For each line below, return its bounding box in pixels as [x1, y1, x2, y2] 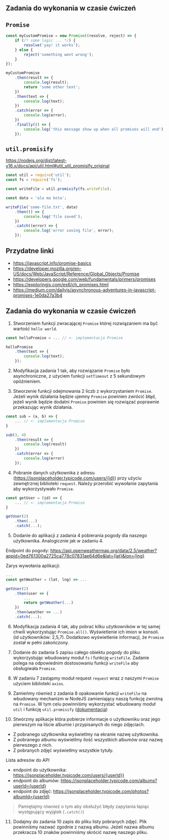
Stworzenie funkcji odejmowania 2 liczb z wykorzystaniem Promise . [13, 388, 153, 394]
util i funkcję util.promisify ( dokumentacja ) [13, 706, 108, 712]
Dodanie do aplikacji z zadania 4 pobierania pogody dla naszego [13, 532, 147, 538]
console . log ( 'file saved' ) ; [24, 214, 82, 219]
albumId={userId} [13, 794, 50, 800]
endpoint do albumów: [13, 777, 60, 784]
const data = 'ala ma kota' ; [6, 196, 67, 201]
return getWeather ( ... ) [24, 600, 73, 606]
